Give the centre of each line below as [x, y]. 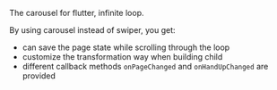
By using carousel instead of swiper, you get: [92, 30]
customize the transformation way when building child [122, 57]
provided [39, 76]
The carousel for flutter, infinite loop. [77, 13]
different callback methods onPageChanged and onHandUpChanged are [145, 66]
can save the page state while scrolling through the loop [126, 47]
